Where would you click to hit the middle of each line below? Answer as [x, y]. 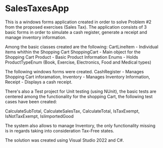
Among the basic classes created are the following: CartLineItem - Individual [82, 47]
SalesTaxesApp [37, 8]
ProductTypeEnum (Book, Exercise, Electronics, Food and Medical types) [78, 62]
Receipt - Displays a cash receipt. [39, 82]
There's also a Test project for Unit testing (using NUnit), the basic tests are [81, 91]
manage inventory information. [36, 37]
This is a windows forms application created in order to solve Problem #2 [78, 22]
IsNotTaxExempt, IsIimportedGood [39, 116]
